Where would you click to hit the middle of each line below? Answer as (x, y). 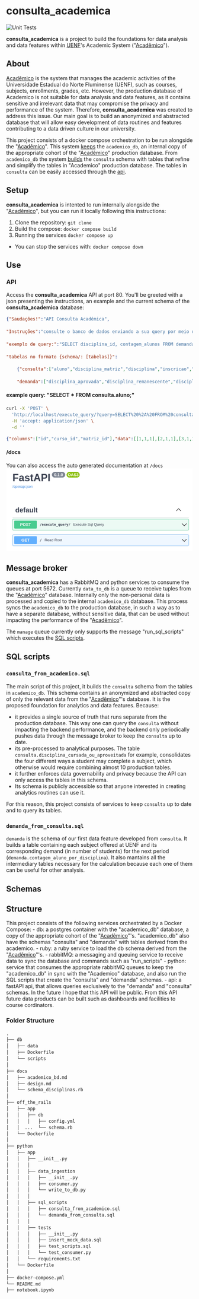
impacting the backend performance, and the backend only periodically (102, 729)
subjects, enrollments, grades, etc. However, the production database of (94, 91)
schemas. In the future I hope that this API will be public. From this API (92, 993)
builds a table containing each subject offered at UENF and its (82, 845)
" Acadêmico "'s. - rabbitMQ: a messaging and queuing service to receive (95, 955)
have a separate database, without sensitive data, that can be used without (98, 614)
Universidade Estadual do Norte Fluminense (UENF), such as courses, (92, 84)
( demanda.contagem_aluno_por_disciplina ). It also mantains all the (86, 857)
